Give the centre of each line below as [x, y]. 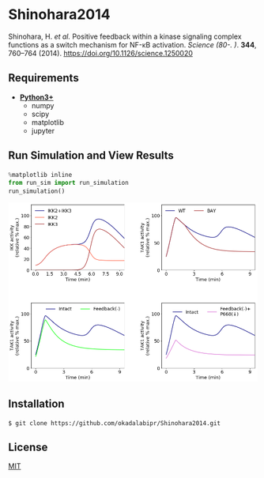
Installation [36, 404]
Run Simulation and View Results [91, 156]
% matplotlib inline [40, 175]
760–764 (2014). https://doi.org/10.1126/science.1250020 [101, 53]
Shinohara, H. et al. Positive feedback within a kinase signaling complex [125, 36]
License [28, 447]
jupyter [43, 130]
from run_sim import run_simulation [68, 183]
